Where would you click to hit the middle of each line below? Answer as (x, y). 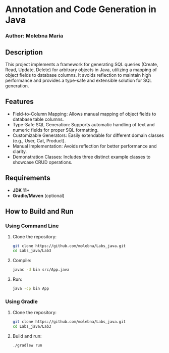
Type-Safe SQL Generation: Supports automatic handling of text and (83, 124)
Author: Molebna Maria (34, 36)
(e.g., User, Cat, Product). (39, 140)
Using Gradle (21, 301)
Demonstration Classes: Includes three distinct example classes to (81, 157)
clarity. (19, 151)
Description (24, 52)
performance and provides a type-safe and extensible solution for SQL (79, 80)
